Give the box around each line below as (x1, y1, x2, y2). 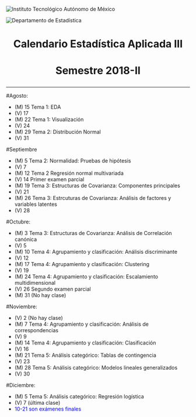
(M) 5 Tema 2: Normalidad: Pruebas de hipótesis (14, 157, 131, 164)
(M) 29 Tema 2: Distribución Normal (14, 129, 101, 136)
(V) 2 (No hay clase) (14, 315, 63, 322)
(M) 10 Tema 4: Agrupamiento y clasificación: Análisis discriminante (14, 249, 178, 256)
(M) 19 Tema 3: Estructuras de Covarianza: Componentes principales (14, 182, 181, 189)
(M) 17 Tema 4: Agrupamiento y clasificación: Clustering (14, 261, 150, 268)
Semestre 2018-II (55, 64, 141, 77)
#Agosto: (6, 92, 28, 99)
